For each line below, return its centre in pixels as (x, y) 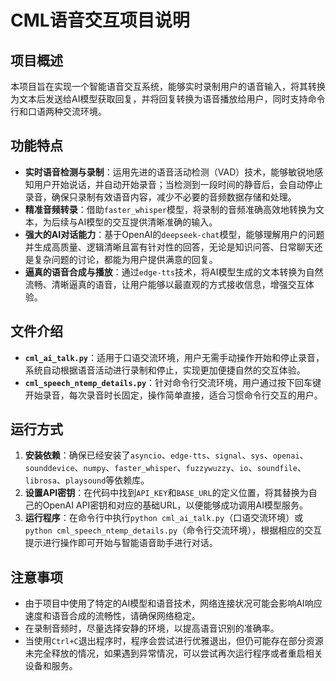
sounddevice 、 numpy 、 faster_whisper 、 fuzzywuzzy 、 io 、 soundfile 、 (165, 468)
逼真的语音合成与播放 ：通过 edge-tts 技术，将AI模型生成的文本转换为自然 (174, 272)
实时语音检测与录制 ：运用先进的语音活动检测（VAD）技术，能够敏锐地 (169, 172)
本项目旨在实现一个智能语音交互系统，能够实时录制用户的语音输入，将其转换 (168, 86)
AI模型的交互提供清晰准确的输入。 (147, 222)
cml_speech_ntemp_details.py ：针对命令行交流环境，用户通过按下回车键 (173, 382)
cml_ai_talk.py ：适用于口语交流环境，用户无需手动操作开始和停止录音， (174, 357)
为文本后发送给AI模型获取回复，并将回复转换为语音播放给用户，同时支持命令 (168, 99)
